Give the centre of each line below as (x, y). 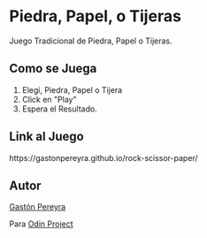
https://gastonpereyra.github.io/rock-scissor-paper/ (103, 157)
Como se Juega (53, 69)
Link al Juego (46, 137)
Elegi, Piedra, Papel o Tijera (72, 89)
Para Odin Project (41, 224)
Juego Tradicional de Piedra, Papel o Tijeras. (91, 41)
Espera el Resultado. (59, 109)
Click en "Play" (49, 99)
